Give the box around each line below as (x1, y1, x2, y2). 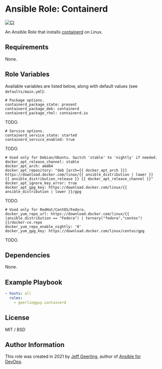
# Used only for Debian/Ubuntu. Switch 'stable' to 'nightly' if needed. (5, 155, 158, 160)
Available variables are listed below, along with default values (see (5, 83, 138, 89)
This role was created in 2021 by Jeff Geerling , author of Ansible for (5, 353, 141, 359)
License (5, 313, 30, 322)
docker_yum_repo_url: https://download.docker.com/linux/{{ (5, 211, 130, 216)
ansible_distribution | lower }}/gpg (5, 189, 82, 194)
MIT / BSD (5, 327, 26, 332)
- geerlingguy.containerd (14, 300, 67, 305)
